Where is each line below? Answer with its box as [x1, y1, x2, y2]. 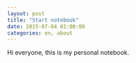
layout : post [7, 10, 45, 17]
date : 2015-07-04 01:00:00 [7, 23, 85, 30]
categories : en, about [7, 29, 73, 37]
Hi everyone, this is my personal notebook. [7, 48, 130, 57]
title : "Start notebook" [7, 17, 79, 24]
